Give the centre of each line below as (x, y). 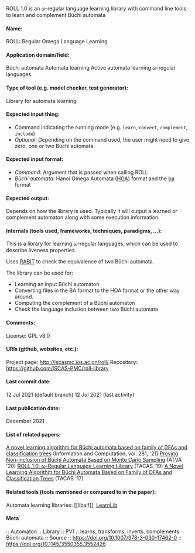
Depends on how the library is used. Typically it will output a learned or (92, 211)
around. (24, 297)
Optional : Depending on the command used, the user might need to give (102, 139)
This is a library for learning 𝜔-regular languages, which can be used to (92, 244)
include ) (25, 133)
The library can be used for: (40, 273)
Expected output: (28, 198)
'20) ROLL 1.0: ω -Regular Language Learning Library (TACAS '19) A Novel (95, 466)
